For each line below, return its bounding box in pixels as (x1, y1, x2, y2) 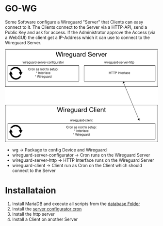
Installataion (5, 185, 56, 196)
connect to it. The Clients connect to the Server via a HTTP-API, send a (5, 24, 147, 30)
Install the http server (12, 211, 55, 217)
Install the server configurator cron (12, 206, 82, 212)
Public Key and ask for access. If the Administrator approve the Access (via (5, 29, 156, 35)
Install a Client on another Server (12, 216, 78, 222)
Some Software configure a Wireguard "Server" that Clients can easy (5, 19, 144, 25)
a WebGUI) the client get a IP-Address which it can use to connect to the (5, 35, 150, 40)
